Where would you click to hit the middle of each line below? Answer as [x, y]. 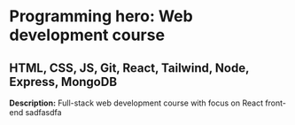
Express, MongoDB [63, 82]
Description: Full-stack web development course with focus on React [136, 103]
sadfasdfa [43, 112]
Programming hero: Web [101, 16]
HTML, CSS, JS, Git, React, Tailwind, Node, [129, 68]
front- [276, 103]
